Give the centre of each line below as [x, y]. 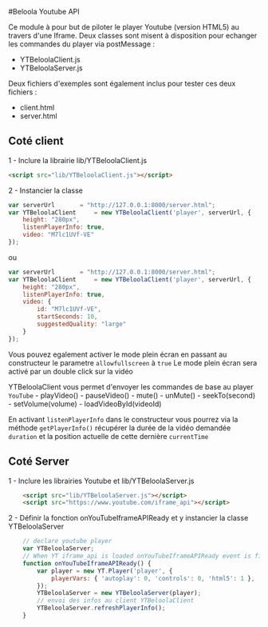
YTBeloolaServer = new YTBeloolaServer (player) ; [119, 593]
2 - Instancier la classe [46, 190]
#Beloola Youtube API [44, 12]
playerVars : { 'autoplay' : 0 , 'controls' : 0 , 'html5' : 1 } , [153, 578]
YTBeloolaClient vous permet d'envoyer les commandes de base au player [131, 386]
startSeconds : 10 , [67, 317]
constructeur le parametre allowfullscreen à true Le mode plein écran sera [133, 362]
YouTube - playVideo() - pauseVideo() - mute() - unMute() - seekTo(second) [132, 395]
